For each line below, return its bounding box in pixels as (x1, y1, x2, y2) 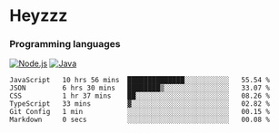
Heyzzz (9, 5, 68, 26)
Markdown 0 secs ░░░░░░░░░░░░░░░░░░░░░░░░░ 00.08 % (9, 115, 271, 125)
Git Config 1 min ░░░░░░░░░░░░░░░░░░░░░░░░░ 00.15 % (9, 108, 271, 117)
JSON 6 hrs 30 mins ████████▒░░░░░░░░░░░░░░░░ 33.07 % (9, 83, 271, 93)
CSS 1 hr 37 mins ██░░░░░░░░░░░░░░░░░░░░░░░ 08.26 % (9, 91, 271, 100)
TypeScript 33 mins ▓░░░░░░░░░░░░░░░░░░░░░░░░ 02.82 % (9, 100, 271, 109)
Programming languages (9, 38, 121, 51)
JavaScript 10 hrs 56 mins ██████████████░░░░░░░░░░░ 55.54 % (9, 76, 271, 85)
